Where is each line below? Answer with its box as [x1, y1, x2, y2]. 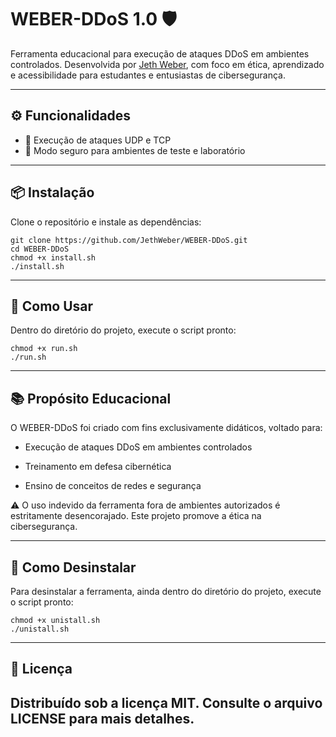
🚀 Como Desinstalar [10, 559, 137, 576]
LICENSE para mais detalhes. [10, 710, 195, 727]
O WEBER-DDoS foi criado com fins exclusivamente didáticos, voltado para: [10, 422, 323, 434]
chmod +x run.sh [10, 344, 78, 354]
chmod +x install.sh [10, 252, 97, 263]
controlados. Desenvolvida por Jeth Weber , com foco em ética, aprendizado [10, 58, 325, 70]
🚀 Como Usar [10, 297, 94, 315]
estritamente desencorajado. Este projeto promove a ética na [10, 510, 262, 522]
